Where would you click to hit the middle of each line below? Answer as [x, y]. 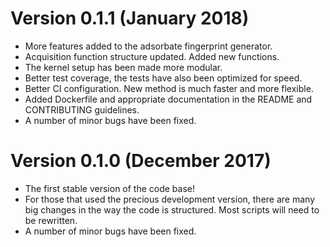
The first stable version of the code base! [110, 188]
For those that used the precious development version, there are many [169, 199]
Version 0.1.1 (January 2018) [130, 18]
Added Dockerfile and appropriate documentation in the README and [168, 99]
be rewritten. [51, 220]
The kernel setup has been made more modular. [123, 67]
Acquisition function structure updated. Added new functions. [152, 56]
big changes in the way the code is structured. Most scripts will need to [172, 209]
